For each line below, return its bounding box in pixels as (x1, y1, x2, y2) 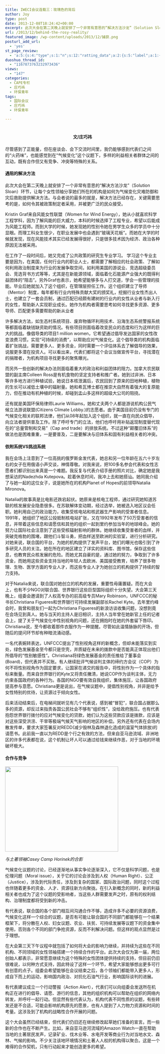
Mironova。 (5, 486, 28, 492)
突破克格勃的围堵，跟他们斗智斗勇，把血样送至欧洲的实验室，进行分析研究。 (5, 533, 160, 539)
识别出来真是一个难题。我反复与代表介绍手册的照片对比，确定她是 (22, 468, 156, 473)
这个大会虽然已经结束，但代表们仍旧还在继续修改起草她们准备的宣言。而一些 (5, 1019, 160, 1025)
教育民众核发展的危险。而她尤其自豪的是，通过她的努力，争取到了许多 (18, 552, 160, 558)
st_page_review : (5, 48, 38, 53)
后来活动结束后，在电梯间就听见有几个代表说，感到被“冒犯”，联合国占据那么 (5, 700, 160, 706)
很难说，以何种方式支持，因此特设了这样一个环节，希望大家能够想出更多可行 (5, 962, 160, 967)
